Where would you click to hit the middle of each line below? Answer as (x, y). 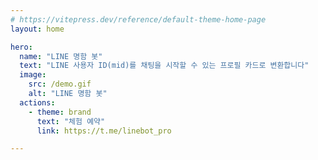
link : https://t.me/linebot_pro (104, 131)
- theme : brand (60, 112)
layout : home (37, 29)
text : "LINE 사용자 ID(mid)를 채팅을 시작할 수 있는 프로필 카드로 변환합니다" (164, 66)
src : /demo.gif (60, 84)
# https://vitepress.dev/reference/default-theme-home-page (138, 19)
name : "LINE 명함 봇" (61, 56)
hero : (21, 47)
